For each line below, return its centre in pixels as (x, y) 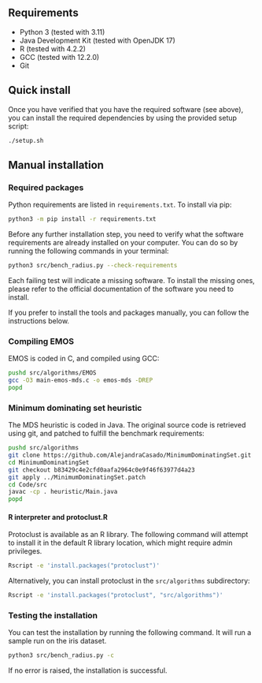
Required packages (46, 187)
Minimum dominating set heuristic (75, 408)
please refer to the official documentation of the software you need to (121, 289)
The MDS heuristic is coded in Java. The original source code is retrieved (127, 425)
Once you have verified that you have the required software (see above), (126, 109)
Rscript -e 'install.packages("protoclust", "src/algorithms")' (116, 595)
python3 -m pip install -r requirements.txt (82, 219)
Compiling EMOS (41, 341)
